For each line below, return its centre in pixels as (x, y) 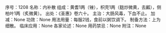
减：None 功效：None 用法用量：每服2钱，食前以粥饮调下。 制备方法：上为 (83, 19)
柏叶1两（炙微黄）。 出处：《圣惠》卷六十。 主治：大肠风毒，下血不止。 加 (80, 13)
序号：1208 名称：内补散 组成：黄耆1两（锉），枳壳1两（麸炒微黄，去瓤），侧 (83, 7)
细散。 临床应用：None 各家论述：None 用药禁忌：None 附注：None (76, 26)
